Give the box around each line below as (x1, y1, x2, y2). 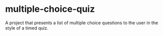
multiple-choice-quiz (5, 3, 95, 15)
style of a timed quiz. (5, 25, 48, 31)
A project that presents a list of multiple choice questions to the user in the (5, 20, 159, 26)
